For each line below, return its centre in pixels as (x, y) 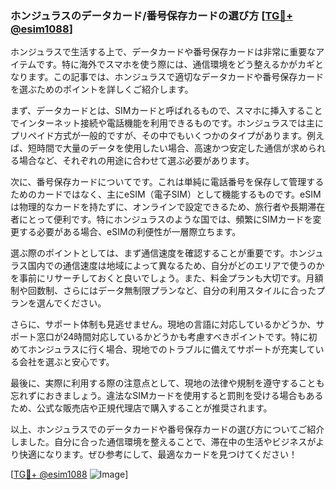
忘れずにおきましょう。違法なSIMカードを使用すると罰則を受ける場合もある (167, 396)
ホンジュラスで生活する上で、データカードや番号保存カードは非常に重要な (163, 52)
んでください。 (75, 303)
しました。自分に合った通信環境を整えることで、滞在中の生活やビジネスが (163, 442)
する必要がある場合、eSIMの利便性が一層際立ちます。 (130, 232)
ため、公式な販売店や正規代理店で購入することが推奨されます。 (141, 408)
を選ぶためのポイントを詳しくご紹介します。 (102, 89)
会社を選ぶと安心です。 (66, 362)
